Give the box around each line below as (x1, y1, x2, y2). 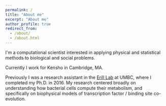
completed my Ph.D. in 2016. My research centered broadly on (5, 79, 136, 86)
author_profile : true (5, 21, 51, 27)
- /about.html (10, 36, 40, 41)
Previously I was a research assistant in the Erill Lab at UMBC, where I (5, 74, 151, 80)
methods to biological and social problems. (5, 55, 95, 61)
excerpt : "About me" (5, 17, 49, 22)
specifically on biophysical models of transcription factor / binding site (5, 90, 153, 96)
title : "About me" (5, 12, 44, 17)
